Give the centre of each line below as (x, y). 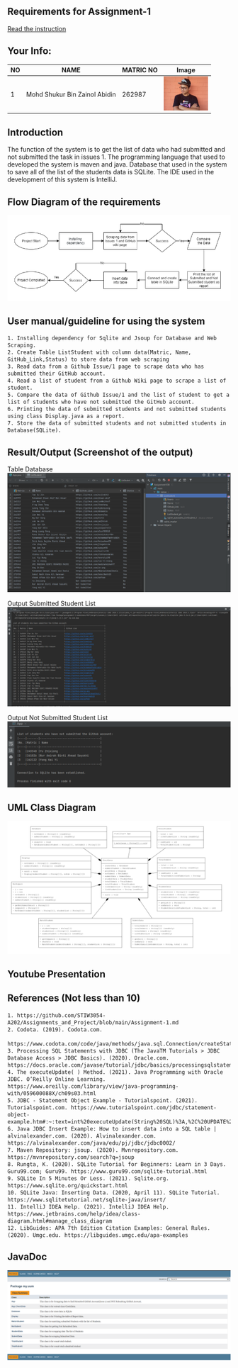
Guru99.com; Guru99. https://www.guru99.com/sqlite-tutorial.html (107, 1171)
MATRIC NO (140, 70)
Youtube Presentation (57, 974)
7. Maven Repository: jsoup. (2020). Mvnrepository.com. (93, 1150)
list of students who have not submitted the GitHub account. (101, 402)
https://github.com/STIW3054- (61, 1015)
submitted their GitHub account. (57, 374)
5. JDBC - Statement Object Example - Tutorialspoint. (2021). (103, 1100)
